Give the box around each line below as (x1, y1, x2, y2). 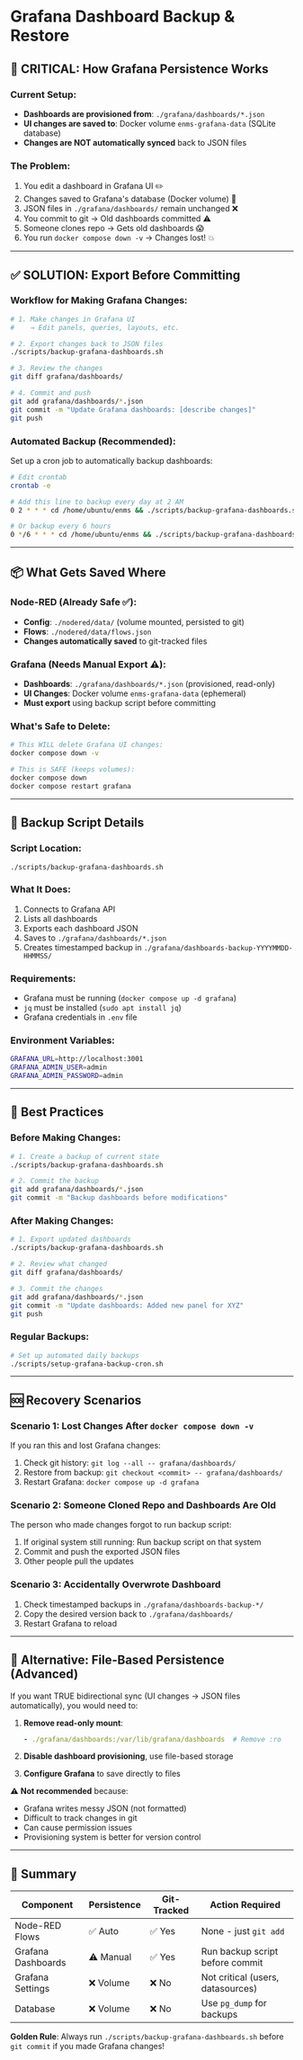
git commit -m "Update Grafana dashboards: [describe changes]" (10, 405, 256, 415)
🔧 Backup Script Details (10, 816, 145, 831)
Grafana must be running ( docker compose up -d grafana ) (22, 993, 237, 1003)
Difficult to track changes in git (22, 1813, 138, 1824)
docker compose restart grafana (10, 781, 131, 790)
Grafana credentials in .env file (22, 1012, 138, 1022)
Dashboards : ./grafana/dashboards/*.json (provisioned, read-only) (22, 679, 276, 690)
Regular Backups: (10, 1331, 89, 1343)
